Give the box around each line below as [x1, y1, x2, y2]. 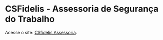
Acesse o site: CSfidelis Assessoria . [5, 29, 77, 35]
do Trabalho [5, 13, 55, 25]
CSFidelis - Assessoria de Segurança [5, 3, 159, 14]
